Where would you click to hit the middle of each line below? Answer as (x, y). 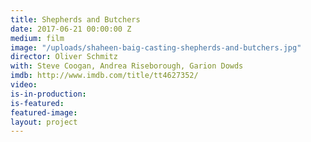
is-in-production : (48, 94)
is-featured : (37, 103)
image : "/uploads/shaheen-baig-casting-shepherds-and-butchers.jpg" (156, 47)
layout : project (44, 122)
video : (24, 85)
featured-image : (44, 112)
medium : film (37, 38)
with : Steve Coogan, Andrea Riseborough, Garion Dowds (127, 66)
